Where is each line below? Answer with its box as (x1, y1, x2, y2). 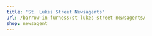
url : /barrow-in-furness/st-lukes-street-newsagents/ (6, 15, 147, 21)
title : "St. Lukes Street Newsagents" (6, 9, 105, 15)
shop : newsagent (6, 20, 48, 26)
